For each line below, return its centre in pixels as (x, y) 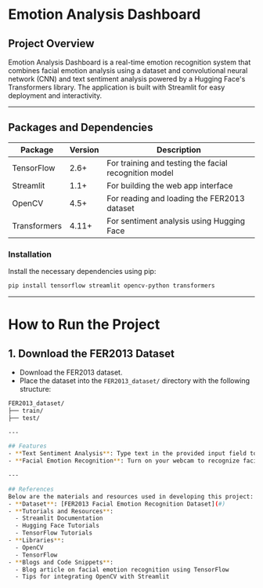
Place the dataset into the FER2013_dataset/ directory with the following (135, 380)
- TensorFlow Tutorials (54, 533)
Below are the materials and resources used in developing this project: (131, 496)
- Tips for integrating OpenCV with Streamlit (92, 577)
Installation (30, 254)
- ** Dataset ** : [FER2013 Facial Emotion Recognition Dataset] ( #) (117, 504)
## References (31, 489)
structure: (35, 389)
